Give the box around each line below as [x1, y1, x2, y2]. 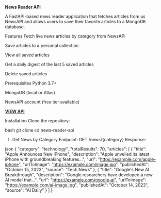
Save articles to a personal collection [5, 43, 79, 48]
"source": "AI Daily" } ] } [5, 187, 53, 193]
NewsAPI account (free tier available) [5, 99, 80, 105]
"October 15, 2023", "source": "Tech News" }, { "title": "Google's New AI [5, 167, 149, 172]
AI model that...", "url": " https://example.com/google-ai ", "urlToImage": [5, 177, 146, 182]
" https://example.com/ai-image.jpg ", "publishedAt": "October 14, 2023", [5, 182, 149, 188]
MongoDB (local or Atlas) [5, 90, 56, 95]
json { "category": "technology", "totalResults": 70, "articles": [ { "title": [5, 146, 146, 152]
